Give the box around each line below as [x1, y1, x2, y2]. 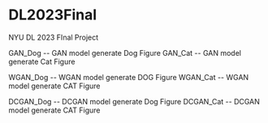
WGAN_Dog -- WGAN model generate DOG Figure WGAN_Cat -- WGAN [8, 72, 249, 82]
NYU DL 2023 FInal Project [8, 32, 99, 42]
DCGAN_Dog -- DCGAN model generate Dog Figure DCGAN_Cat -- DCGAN [8, 96, 260, 106]
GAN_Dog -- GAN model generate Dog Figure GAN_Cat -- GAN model [8, 48, 242, 57]
